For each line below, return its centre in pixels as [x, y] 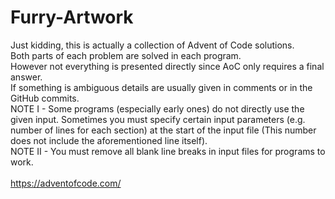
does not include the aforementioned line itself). [109, 140]
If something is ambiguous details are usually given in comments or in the [161, 87]
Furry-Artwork [72, 17]
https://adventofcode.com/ [66, 183]
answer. [26, 77]
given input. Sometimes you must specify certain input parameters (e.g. [158, 119]
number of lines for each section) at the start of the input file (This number [163, 130]
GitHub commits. [45, 98]
